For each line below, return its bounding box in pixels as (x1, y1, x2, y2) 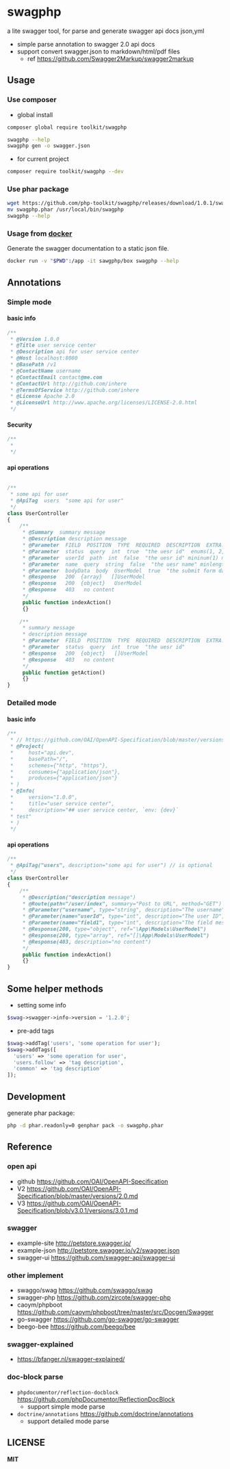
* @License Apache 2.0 (10, 393, 75, 400)
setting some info (16, 1001, 66, 1009)
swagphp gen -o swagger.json (7, 142, 90, 149)
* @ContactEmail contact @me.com (10, 374, 103, 381)
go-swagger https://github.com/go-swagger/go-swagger (16, 1316, 179, 1324)
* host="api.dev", (10, 749, 75, 756)
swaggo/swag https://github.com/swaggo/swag (16, 1286, 153, 1294)
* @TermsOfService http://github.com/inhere (10, 386, 139, 394)
